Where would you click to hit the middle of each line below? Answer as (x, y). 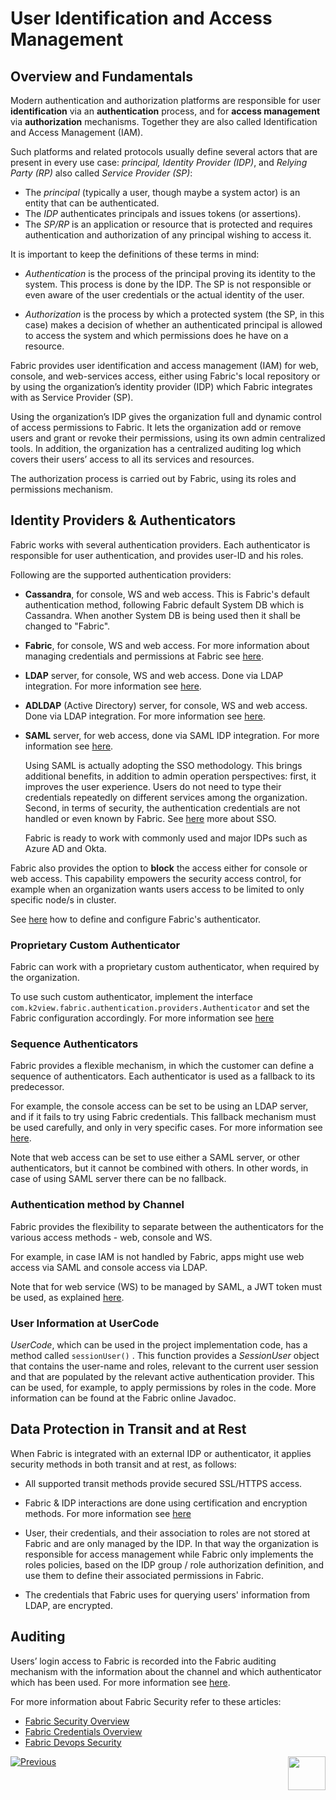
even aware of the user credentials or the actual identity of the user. (164, 295)
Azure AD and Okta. (65, 848)
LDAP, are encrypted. (68, 1605)
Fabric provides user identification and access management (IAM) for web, (164, 365)
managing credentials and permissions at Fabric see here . (144, 656)
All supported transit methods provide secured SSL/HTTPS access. (163, 1483)
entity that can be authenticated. (92, 203)
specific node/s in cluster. (63, 899)
